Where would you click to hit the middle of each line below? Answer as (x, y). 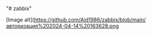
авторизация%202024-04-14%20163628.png (63, 26)
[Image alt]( (20, 20)
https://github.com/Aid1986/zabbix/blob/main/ (90, 20)
